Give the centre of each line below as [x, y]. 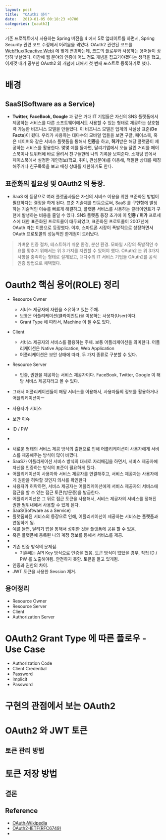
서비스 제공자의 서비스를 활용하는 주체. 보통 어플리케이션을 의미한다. [85, 342]
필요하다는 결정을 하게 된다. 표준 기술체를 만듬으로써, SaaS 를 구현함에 [80, 203]
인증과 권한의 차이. [30, 565]
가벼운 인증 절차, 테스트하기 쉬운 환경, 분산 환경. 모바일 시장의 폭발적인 [85, 244]
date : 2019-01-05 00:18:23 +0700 [42, 19]
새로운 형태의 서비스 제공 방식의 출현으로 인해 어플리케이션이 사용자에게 [81, 449]
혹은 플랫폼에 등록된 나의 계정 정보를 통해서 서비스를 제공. [68, 535]
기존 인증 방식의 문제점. [35, 546]
